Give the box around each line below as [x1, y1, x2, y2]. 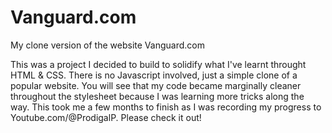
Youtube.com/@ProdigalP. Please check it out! [10, 111, 202, 123]
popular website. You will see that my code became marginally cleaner [10, 79, 302, 91]
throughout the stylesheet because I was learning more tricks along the [10, 90, 305, 102]
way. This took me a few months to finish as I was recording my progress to [10, 101, 322, 113]
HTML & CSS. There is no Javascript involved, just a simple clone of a [10, 69, 298, 81]
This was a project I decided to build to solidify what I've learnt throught [10, 58, 307, 70]
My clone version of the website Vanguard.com [10, 39, 205, 51]
